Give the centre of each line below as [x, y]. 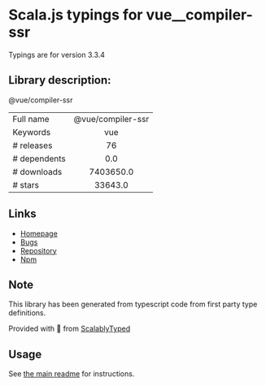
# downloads [37, 171]
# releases [33, 145]
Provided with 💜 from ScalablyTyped [70, 329]
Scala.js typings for [76, 15]
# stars [26, 184]
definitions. [27, 313]
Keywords [32, 132]
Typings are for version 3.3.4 [57, 54]
